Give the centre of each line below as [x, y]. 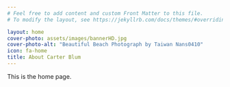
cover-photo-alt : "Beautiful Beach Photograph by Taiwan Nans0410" [105, 45]
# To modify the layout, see [49, 20]
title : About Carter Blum [44, 57]
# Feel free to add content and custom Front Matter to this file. [105, 13]
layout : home [26, 32]
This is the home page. [39, 76]
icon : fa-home [27, 51]
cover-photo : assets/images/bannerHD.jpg [67, 38]
